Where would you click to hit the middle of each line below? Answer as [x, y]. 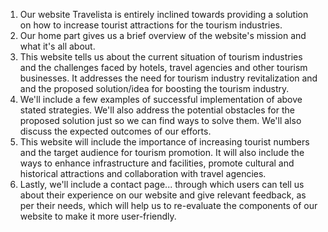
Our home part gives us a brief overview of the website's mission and [163, 35]
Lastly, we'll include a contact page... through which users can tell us [162, 184]
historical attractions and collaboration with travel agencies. [143, 173]
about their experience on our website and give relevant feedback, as [163, 195]
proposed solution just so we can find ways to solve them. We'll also [160, 120]
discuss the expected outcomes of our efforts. [115, 131]
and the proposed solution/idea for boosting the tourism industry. [154, 88]
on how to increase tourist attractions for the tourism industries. [151, 25]
